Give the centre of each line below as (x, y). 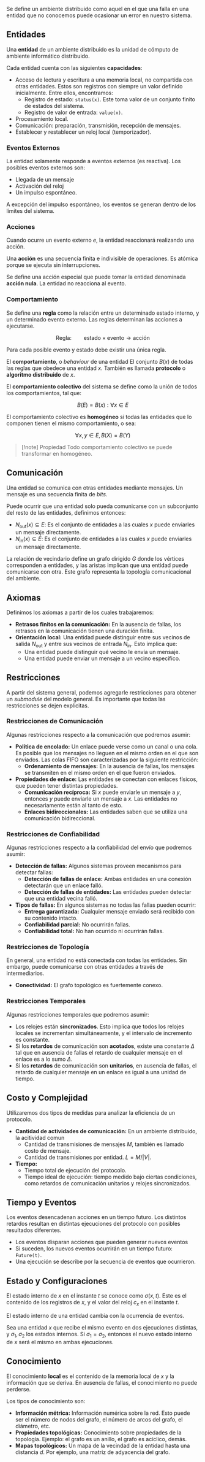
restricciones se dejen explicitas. (48, 706)
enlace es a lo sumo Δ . (44, 1059)
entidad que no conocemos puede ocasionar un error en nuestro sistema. (99, 15)
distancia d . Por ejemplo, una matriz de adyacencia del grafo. (92, 1452)
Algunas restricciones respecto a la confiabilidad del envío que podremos (99, 848)
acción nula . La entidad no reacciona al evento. (66, 283)
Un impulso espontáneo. (46, 193)
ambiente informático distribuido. (48, 56)
